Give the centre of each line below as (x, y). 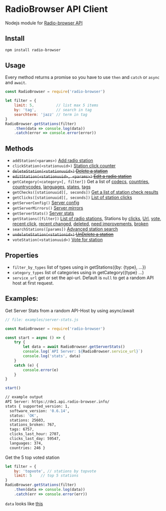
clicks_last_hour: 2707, (35, 434)
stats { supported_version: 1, (37, 406)
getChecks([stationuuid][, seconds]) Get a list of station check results (85, 192)
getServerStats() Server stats (43, 213)
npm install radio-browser (33, 50)
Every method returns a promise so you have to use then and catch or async (83, 77)
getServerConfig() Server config (46, 203)
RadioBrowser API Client (56, 9)
